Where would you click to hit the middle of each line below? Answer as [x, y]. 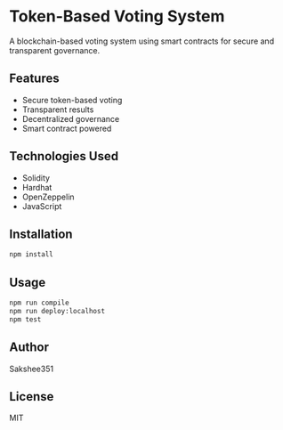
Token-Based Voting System [117, 16]
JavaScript [42, 206]
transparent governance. [55, 50]
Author [29, 348]
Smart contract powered [67, 128]
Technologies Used [64, 156]
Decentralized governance [71, 118]
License [32, 397]
